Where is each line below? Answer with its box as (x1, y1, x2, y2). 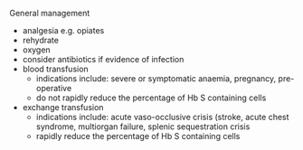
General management (9, 8, 90, 18)
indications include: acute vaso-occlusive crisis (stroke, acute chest (35, 112, 289, 122)
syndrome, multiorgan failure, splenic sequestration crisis (35, 121, 251, 132)
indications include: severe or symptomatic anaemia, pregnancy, (35, 73, 277, 84)
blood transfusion (22, 63, 89, 74)
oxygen (22, 44, 52, 55)
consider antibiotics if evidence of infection (22, 54, 185, 64)
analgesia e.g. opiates (22, 25, 105, 35)
